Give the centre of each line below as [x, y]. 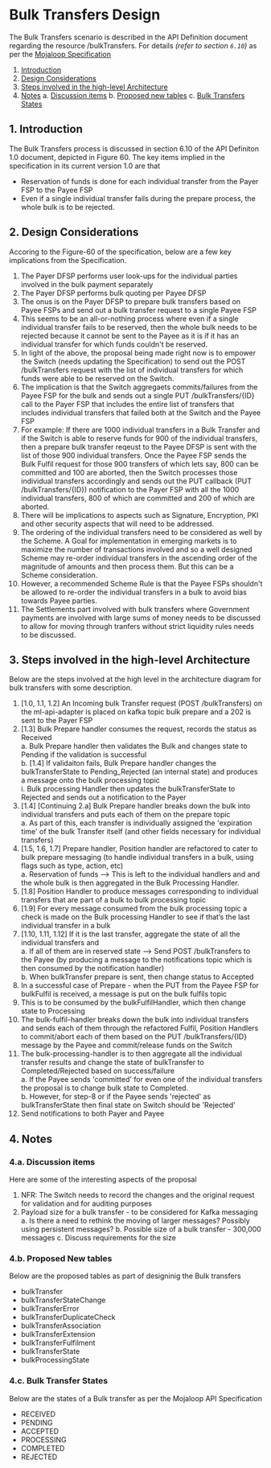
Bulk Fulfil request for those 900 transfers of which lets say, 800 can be [140, 463]
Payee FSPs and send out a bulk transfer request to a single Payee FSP [138, 310]
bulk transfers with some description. [71, 688]
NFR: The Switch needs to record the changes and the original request [138, 1195]
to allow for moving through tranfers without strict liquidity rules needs [138, 626]
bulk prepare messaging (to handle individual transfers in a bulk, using [137, 857]
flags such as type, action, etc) [72, 866]
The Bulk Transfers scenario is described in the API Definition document [129, 37]
